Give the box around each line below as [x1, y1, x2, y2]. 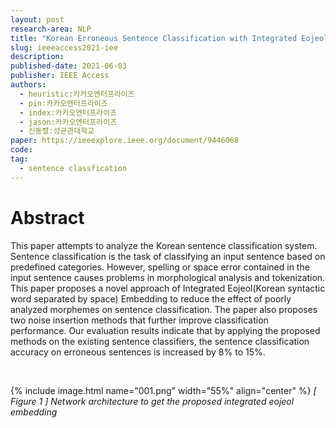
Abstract [10, 206, 85, 229]
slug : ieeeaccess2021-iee [10, 42, 118, 53]
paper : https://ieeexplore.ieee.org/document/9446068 [10, 136, 240, 146]
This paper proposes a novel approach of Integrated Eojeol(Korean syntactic [10, 282, 326, 294]
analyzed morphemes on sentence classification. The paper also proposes [10, 303, 318, 315]
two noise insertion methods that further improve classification [10, 314, 269, 326]
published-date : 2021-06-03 [10, 61, 128, 71]
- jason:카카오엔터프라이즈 [19, 117, 118, 127]
